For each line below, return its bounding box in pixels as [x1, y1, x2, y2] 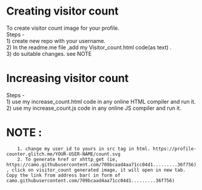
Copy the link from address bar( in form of [6, 172, 121, 178]
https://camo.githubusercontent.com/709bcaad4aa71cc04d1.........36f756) [6, 161, 197, 168]
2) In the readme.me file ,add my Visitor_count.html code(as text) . [6, 44, 172, 51]
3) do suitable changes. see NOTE [6, 50, 92, 57]
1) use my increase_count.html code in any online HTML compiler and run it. [6, 98, 196, 105]
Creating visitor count [6, 4, 119, 18]
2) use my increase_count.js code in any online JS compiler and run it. [6, 104, 182, 112]
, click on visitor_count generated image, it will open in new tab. [6, 167, 186, 173]
